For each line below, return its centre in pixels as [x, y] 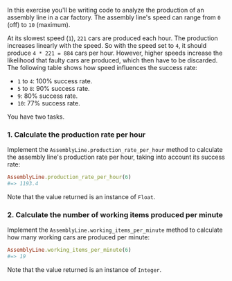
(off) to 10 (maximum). [39, 25]
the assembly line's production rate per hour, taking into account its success [116, 157]
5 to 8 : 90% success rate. [53, 88]
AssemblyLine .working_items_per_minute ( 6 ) [69, 250]
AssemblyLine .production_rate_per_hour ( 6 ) [69, 177]
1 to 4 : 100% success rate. [55, 81]
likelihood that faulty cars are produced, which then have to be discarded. [113, 60]
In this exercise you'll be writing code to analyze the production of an [106, 10]
